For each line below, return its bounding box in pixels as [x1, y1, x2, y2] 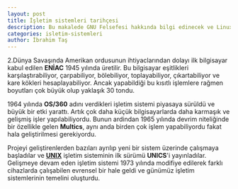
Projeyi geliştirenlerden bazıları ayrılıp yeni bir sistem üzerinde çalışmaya [7, 144, 219, 152]
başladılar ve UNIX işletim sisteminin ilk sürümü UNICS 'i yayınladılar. [7, 151, 207, 160]
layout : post [7, 10, 46, 18]
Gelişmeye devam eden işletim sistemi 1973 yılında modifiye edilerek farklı [7, 159, 223, 167]
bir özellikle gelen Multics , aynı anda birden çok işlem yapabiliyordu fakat [7, 122, 222, 131]
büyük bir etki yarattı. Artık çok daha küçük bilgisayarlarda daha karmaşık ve [7, 108, 230, 116]
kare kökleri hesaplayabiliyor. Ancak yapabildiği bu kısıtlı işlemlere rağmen [7, 79, 224, 87]
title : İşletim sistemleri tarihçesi [7, 17, 119, 24]
